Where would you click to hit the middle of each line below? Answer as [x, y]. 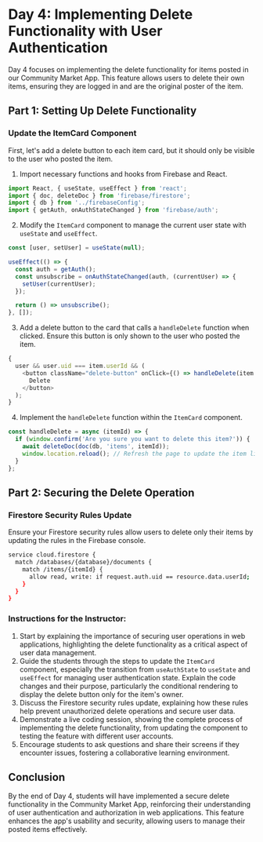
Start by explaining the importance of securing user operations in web [132, 636]
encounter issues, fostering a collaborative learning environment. [124, 753]
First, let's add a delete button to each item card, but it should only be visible [131, 150]
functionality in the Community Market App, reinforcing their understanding [130, 804]
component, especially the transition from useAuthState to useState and [135, 669]
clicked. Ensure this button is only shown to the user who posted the [130, 336]
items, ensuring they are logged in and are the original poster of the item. [126, 86]
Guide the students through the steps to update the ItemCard [117, 661]
